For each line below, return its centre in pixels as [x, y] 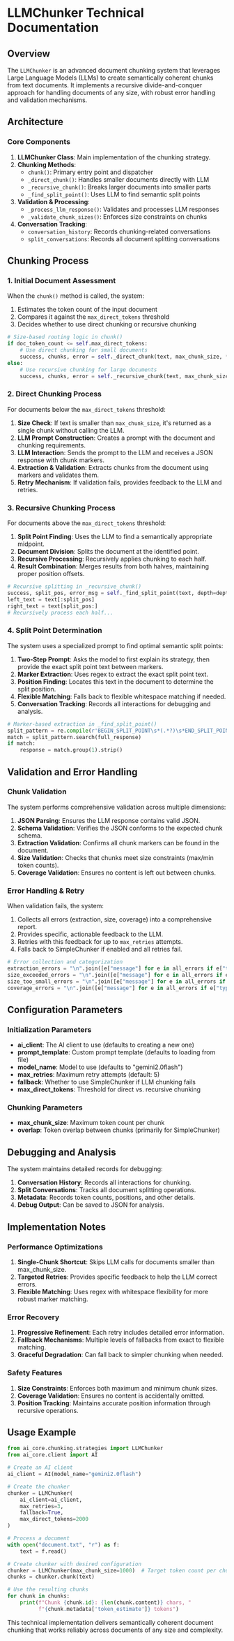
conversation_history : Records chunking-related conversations [119, 231]
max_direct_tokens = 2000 [54, 1519]
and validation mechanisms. [47, 100]
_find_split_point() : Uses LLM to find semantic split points [114, 194]
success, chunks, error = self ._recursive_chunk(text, [101, 376]
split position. [37, 689]
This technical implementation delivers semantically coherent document [110, 1622]
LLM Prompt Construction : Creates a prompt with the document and [116, 438]
